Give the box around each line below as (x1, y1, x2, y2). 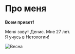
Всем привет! (5, 19, 34, 25)
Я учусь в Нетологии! (5, 34, 50, 40)
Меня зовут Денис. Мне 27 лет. (5, 28, 71, 34)
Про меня (5, 3, 47, 14)
